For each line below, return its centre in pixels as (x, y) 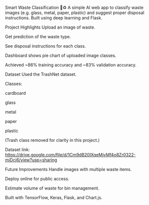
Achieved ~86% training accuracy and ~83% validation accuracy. (71, 65)
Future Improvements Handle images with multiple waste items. (68, 169)
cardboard (16, 93)
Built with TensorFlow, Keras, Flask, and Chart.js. (54, 197)
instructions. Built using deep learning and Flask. (54, 18)
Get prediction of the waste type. (38, 37)
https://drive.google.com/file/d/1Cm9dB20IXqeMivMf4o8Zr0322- (70, 155)
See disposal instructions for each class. (46, 46)
